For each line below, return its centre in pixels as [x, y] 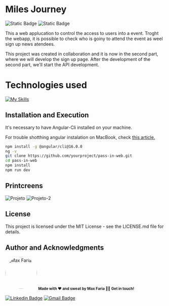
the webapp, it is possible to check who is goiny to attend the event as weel [84, 39]
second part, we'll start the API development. [52, 64]
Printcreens [24, 186]
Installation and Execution [47, 115]
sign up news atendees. [30, 44]
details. [13, 231]
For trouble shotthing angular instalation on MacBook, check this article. [80, 137]
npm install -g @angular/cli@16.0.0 [44, 146]
